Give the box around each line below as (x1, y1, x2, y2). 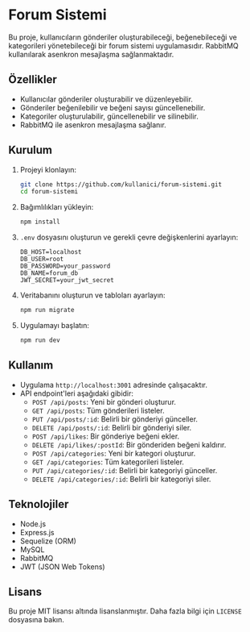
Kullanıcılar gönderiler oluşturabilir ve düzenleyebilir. (19, 94, 193, 104)
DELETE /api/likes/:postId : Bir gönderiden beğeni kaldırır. (31, 439, 227, 449)
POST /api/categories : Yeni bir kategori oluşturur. (31, 448, 196, 458)
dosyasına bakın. (8, 615, 64, 625)
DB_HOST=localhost (19, 248, 82, 256)
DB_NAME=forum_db (19, 269, 79, 277)
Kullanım (8, 359, 54, 372)
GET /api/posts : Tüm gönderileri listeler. (31, 405, 165, 415)
